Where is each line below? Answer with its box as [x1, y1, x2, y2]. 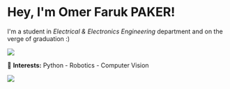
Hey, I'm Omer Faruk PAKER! [7, 4, 176, 20]
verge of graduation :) [7, 34, 70, 42]
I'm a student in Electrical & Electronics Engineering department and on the [7, 27, 223, 35]
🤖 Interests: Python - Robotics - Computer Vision [7, 60, 149, 70]
